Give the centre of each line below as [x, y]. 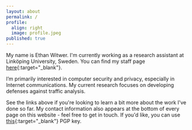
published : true [26, 38]
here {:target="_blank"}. [34, 67]
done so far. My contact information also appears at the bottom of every [93, 109]
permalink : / [22, 17]
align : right [27, 28]
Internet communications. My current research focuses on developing [90, 85]
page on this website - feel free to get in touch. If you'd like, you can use [93, 115]
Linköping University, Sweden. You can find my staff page [76, 61]
